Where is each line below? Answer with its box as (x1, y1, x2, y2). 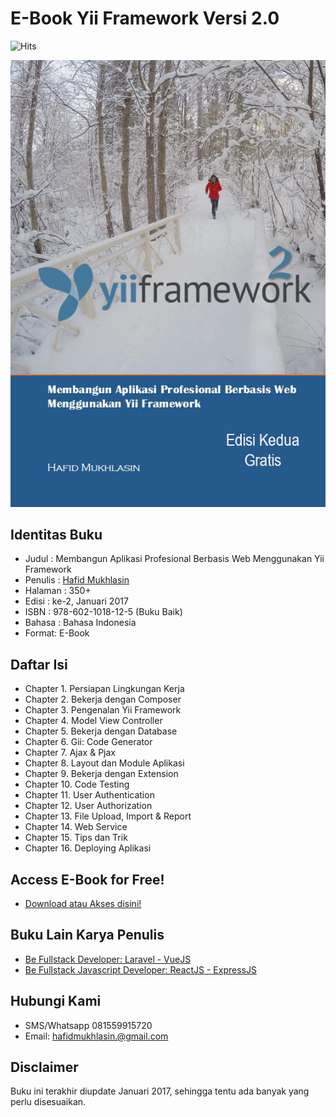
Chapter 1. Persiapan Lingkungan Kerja (24, 683, 185, 695)
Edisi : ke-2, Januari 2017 (24, 595, 129, 607)
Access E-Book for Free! (10, 871, 165, 888)
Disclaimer (10, 1058, 79, 1076)
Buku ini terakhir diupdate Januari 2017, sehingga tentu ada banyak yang (10, 1085, 310, 1097)
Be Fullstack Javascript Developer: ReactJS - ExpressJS (24, 963, 257, 976)
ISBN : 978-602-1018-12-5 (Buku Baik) (24, 606, 183, 618)
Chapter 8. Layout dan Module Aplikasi (24, 757, 185, 769)
